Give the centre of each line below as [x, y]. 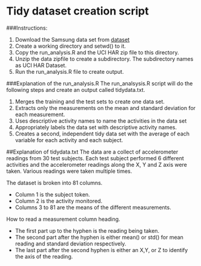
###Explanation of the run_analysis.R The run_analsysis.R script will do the [100, 83]
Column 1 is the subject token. [52, 194]
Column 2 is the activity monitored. [59, 201]
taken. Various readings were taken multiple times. [69, 171]
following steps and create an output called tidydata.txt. [76, 89]
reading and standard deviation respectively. [71, 244]
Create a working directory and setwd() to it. [70, 46]
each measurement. [40, 114]
